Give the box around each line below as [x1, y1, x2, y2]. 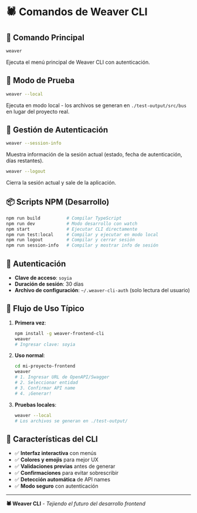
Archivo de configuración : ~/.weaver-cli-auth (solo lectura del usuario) [14, 287, 191, 293]
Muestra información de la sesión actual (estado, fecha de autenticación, [6, 151, 182, 158]
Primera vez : [14, 319, 46, 326]
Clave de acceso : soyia [14, 274, 72, 281]
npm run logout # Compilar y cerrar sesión [6, 237, 135, 243]
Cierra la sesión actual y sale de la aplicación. [6, 179, 117, 186]
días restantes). [6, 157, 44, 165]
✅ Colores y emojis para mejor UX [14, 456, 98, 463]
